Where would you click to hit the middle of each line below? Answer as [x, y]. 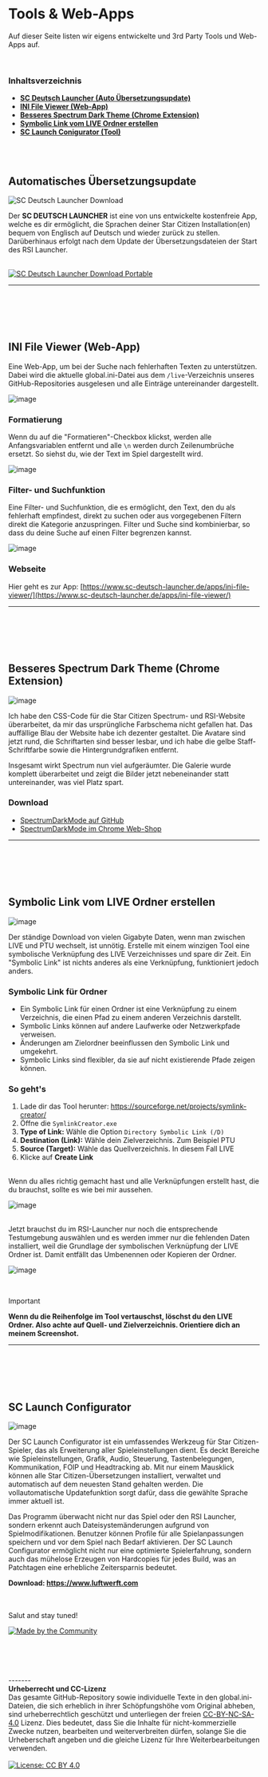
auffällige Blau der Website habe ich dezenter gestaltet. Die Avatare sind [127, 732]
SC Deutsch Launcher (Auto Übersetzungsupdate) [105, 98]
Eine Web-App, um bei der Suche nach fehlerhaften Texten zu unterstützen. [133, 366]
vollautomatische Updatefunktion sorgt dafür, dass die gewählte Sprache [128, 1493]
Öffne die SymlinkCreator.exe [68, 1124]
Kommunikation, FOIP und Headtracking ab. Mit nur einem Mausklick [121, 1467]
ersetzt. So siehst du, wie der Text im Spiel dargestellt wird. [106, 454]
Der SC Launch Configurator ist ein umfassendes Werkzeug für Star [120, 1442]
